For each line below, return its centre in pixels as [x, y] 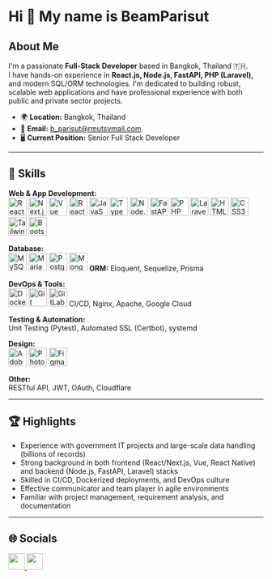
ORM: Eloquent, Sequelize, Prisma [146, 268]
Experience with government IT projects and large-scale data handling [138, 445]
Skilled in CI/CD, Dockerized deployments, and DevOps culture [125, 479]
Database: [26, 248]
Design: [22, 343]
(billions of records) [53, 453]
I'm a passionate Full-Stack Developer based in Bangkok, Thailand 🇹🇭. [128, 66]
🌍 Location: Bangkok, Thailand [73, 117]
